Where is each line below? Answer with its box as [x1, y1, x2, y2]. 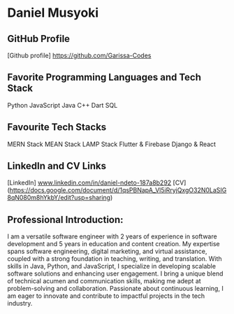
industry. [7, 299, 33, 308]
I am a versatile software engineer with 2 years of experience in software [7, 232, 218, 241]
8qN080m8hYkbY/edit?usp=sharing [7, 194, 110, 202]
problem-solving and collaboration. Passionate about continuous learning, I [7, 285, 224, 293]
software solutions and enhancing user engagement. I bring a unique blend [7, 269, 224, 278]
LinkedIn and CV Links [7, 160, 107, 172]
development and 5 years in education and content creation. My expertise [7, 240, 220, 248]
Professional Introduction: [7, 213, 124, 225]
